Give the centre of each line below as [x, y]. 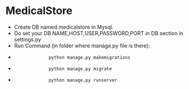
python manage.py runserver [83, 80]
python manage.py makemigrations [89, 57]
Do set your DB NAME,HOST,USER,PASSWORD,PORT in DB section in [99, 33]
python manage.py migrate [80, 69]
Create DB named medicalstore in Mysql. [64, 27]
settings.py [28, 39]
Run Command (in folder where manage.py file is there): [82, 46]
